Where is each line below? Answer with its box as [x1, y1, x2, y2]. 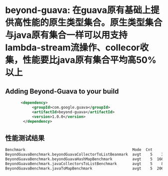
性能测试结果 [5, 134, 45, 142]
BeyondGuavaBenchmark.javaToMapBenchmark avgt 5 [5, 166, 153, 171]
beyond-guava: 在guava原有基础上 [5, 4, 151, 16]
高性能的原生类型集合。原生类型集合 [14, 17, 163, 28]
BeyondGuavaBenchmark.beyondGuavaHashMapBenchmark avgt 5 [5, 157, 153, 162]
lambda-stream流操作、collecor [5, 42, 141, 53]
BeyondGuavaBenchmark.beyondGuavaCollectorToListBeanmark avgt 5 [5, 152, 153, 157]
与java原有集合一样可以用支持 [5, 29, 128, 41]
